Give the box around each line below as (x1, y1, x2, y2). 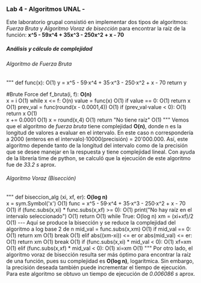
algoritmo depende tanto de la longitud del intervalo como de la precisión (6, 141, 188, 149)
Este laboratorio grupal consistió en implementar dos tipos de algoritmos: (6, 19, 188, 26)
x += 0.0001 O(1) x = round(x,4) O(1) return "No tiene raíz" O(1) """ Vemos (6, 116, 190, 123)
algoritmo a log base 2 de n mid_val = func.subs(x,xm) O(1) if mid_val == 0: (6, 225, 191, 233)
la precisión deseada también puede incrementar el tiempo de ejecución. (6, 264, 187, 271)
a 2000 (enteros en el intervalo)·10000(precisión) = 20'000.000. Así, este (6, 135, 188, 143)
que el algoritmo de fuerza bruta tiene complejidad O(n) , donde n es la (6, 122, 182, 129)
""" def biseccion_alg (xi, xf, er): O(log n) (6, 193, 108, 201)
